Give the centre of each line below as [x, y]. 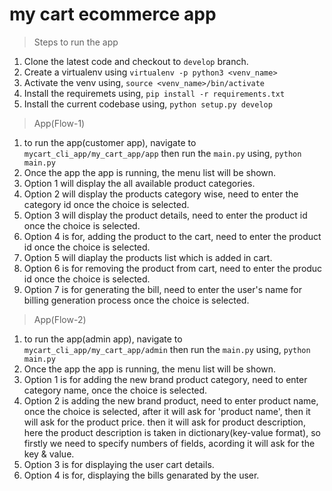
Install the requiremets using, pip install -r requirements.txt [154, 93]
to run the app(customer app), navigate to [110, 142]
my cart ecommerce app [113, 14]
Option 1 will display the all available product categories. [139, 183]
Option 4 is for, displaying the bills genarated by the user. [141, 475]
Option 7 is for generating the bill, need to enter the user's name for [162, 289]
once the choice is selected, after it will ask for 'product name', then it [167, 411]
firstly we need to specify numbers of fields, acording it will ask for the [169, 443]
